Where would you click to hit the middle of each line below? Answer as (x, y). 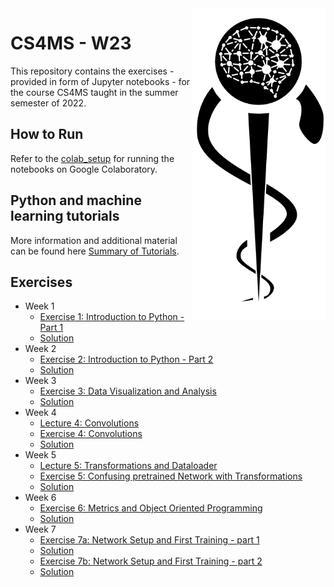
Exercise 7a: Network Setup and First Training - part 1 (149, 540)
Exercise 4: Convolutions (91, 434)
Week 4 (40, 413)
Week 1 (39, 306)
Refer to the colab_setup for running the (92, 158)
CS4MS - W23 (71, 43)
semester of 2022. (48, 103)
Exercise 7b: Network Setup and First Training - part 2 (151, 561)
